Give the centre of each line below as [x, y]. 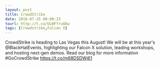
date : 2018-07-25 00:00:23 [33, 19]
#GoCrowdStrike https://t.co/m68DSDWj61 [49, 58]
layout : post [19, 10]
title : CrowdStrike [25, 14]
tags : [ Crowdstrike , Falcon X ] [36, 28]
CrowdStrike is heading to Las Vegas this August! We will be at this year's [80, 42]
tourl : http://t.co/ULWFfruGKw [37, 24]
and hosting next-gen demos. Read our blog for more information [72, 53]
